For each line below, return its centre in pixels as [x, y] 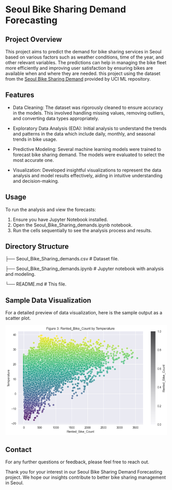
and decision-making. [36, 181]
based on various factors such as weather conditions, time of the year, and [84, 57]
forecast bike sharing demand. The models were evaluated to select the [89, 155]
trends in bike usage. [35, 139]
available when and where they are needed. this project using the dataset [83, 73]
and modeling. [21, 274]
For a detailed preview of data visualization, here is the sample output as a [84, 313]
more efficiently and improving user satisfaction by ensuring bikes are [79, 68]
